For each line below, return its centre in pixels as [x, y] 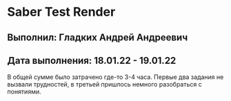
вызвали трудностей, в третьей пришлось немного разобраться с [104, 85]
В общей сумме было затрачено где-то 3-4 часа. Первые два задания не [115, 77]
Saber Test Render [61, 12]
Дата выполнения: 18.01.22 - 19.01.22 [92, 60]
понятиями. [24, 92]
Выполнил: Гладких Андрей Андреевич [98, 37]
